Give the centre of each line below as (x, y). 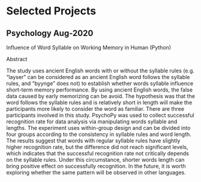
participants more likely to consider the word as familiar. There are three (95, 109)
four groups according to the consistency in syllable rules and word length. (99, 134)
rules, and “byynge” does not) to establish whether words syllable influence (100, 83)
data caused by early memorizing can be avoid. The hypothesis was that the (100, 96)
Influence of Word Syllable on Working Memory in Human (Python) (89, 47)
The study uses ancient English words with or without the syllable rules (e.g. (100, 71)
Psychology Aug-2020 (50, 33)
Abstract (17, 59)
